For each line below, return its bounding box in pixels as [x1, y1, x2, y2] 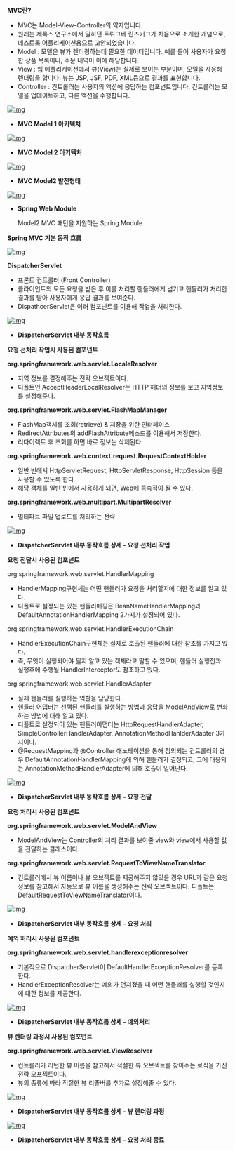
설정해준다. [25, 392, 56, 400]
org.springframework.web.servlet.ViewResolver [7, 1046, 153, 1055]
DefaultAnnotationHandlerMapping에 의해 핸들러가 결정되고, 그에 [25, 755, 208, 764]
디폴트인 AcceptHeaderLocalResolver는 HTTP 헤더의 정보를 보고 [17, 383, 200, 391]
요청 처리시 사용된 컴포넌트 [7, 808, 80, 816]
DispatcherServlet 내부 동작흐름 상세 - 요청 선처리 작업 [17, 541, 170, 549]
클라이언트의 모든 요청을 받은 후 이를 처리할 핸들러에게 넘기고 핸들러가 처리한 [17, 285, 228, 293]
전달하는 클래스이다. [25, 845, 80, 853]
